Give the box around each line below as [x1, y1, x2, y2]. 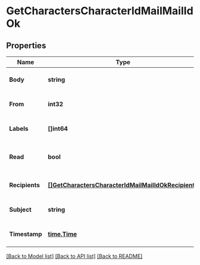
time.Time [48, 230, 77, 238]
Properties [6, 40, 46, 51]
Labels [9, 125, 29, 132]
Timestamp [9, 230, 43, 238]
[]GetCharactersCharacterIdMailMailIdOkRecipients [48, 181, 198, 189]
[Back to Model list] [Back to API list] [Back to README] [6, 253, 143, 260]
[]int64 [48, 125, 68, 132]
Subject [9, 206, 32, 213]
